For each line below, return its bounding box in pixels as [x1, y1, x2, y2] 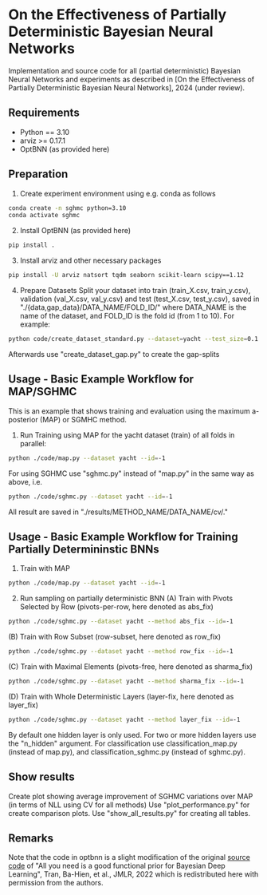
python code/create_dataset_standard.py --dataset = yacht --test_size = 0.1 [8, 335, 259, 343]
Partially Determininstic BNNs [8, 542, 159, 556]
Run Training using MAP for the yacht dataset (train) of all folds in [19, 430, 235, 440]
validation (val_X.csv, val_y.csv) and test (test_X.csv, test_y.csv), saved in [19, 294, 260, 304]
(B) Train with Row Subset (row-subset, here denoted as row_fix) [8, 632, 222, 642]
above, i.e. [8, 477, 42, 486]
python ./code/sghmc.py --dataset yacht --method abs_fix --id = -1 [8, 617, 234, 626]
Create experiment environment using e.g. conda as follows [19, 188, 217, 198]
